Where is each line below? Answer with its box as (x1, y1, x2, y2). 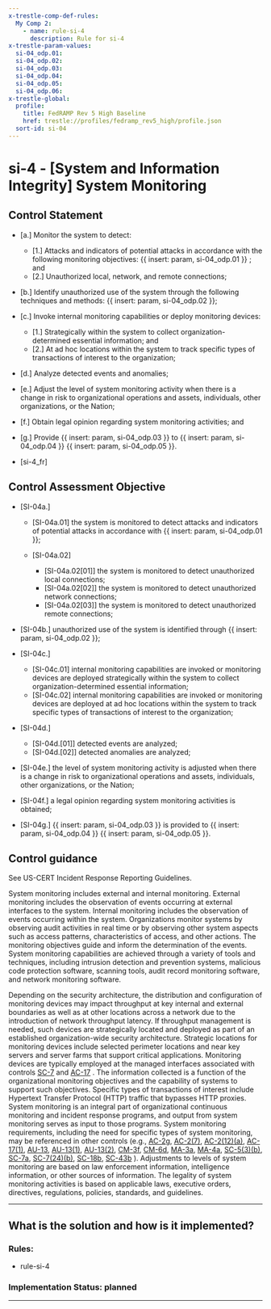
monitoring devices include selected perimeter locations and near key (8, 1042, 240, 1051)
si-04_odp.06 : (15, 86, 63, 95)
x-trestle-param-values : (8, 42, 92, 50)
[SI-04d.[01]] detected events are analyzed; (31, 739, 178, 748)
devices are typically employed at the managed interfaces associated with (8, 1059, 256, 1069)
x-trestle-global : (8, 95, 70, 103)
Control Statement (8, 208, 103, 222)
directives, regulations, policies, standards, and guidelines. (8, 1188, 204, 1197)
